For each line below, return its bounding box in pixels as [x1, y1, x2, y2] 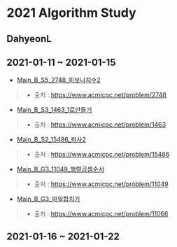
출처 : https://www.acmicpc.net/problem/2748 [34, 91, 167, 99]
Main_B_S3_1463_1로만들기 [16, 106, 92, 114]
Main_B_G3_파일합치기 [16, 195, 80, 204]
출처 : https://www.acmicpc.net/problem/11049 [34, 180, 169, 188]
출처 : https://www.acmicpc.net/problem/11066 [34, 210, 169, 218]
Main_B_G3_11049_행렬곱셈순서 [16, 165, 104, 174]
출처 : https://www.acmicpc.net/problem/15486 [34, 150, 170, 159]
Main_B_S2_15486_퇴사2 [16, 135, 87, 144]
